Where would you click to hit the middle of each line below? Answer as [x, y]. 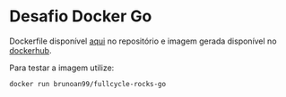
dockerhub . [30, 50]
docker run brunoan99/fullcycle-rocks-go [88, 84]
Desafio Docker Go [81, 16]
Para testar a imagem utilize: [62, 68]
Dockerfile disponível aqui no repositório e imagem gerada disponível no [143, 41]
